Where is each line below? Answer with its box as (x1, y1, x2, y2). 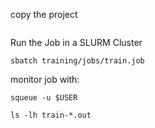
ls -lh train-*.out (10, 110, 92, 120)
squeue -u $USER (10, 93, 78, 103)
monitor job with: (10, 74, 80, 85)
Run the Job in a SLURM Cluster (10, 37, 143, 48)
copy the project (10, 9, 78, 20)
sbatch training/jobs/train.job (10, 56, 145, 66)
